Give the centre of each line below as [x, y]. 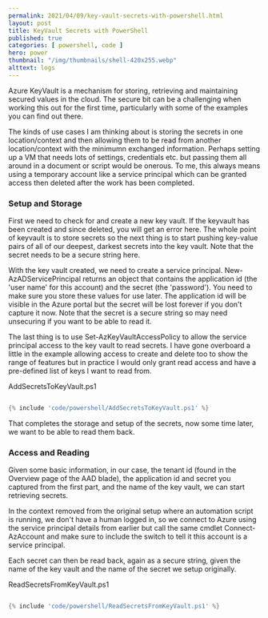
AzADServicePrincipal [45, 279]
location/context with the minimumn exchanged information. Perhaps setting [134, 148]
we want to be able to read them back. [72, 431]
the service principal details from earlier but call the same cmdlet [115, 528]
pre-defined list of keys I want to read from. [80, 371]
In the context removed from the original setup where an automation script [131, 511]
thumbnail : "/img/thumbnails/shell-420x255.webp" [93, 61]
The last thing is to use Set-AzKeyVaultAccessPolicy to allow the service [128, 337]
